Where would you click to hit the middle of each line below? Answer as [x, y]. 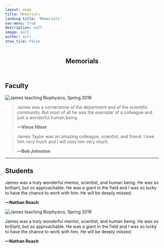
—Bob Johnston [34, 151]
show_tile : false [23, 41]
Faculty [17, 86]
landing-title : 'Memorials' [34, 19]
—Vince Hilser [32, 127]
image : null [17, 32]
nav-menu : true [20, 23]
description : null [24, 28]
